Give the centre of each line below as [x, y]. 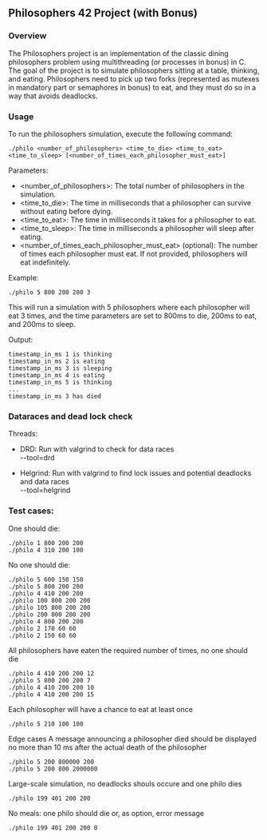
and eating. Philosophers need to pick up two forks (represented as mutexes [134, 78]
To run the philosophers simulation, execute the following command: [121, 133]
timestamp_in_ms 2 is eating [57, 361]
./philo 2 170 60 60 [43, 628]
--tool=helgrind [45, 490]
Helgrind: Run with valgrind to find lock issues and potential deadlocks [135, 473]
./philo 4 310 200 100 [46, 550]
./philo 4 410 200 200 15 [51, 695]
